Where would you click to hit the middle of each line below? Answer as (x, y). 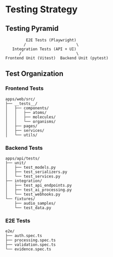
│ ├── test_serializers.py (36, 172)
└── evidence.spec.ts (28, 249)
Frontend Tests (25, 88)
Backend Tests (24, 148)
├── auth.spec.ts (24, 236)
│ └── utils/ (21, 135)
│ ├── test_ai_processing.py (39, 190)
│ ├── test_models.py (31, 167)
